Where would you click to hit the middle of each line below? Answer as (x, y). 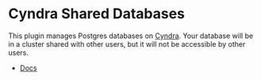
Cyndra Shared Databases (96, 14)
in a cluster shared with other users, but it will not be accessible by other (127, 44)
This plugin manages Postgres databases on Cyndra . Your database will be (131, 36)
